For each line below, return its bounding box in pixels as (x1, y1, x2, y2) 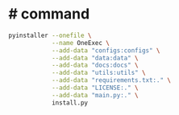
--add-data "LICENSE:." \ (51, 84, 139, 92)
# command (8, 5, 90, 23)
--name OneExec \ (51, 39, 110, 47)
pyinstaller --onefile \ (8, 31, 92, 39)
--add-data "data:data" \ (51, 54, 139, 62)
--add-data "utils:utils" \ (51, 69, 147, 77)
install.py (51, 98, 89, 107)
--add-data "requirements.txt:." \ (51, 76, 172, 84)
